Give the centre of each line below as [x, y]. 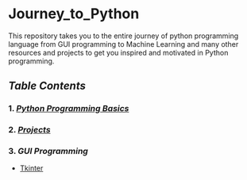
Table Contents [47, 86]
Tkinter [31, 168]
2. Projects [29, 130]
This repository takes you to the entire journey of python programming [123, 36]
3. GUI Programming [48, 151]
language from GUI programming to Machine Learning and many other [123, 44]
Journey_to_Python [74, 14]
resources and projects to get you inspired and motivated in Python [118, 52]
